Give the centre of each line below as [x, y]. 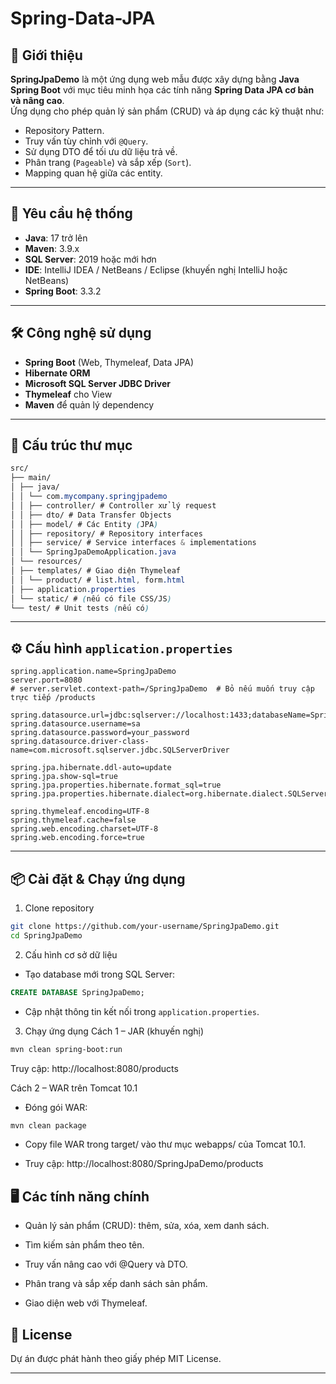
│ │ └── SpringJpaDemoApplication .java [93, 552]
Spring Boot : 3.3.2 [63, 291]
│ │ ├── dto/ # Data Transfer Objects [91, 515]
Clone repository [59, 908]
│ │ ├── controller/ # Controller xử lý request [113, 505]
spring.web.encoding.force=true [77, 838]
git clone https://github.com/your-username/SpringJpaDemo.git [145, 927]
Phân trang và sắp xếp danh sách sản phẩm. [116, 1284]
